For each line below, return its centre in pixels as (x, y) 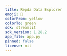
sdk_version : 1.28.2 (26, 32)
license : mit (18, 46)
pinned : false (20, 41)
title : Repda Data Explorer (34, 9)
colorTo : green (21, 23)
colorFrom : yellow (24, 19)
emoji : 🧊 (14, 14)
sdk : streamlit (21, 28)
